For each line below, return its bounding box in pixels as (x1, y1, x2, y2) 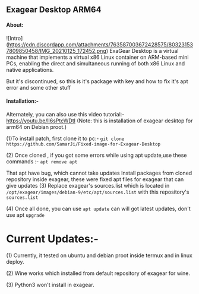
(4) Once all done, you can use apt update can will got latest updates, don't (6, 205, 191, 212)
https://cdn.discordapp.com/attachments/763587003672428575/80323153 (8, 41, 194, 48)
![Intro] (6, 34, 23, 42)
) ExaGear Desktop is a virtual (106, 47, 179, 54)
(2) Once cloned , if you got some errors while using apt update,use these (6, 151, 187, 159)
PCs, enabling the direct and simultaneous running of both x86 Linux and (6, 59, 185, 67)
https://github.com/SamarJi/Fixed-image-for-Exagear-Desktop (6, 141, 161, 147)
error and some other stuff (6, 84, 71, 91)
